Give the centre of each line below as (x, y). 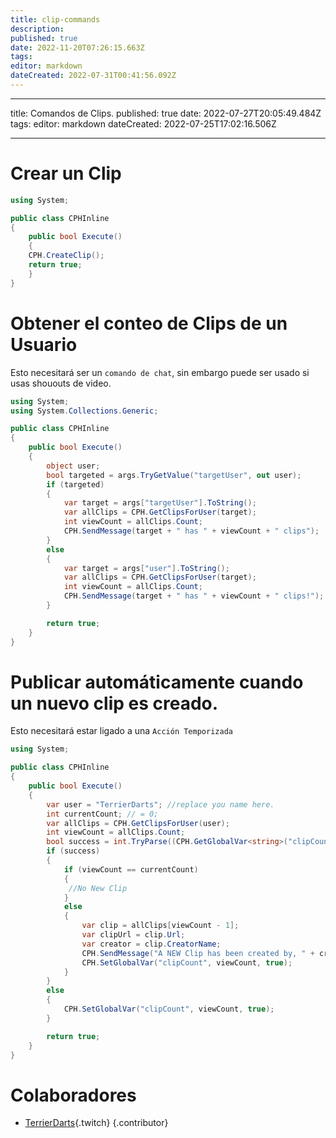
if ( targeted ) (75, 484)
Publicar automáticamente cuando (157, 682)
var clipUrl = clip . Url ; (133, 935)
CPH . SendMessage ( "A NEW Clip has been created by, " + (198, 953)
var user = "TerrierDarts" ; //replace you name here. (160, 804)
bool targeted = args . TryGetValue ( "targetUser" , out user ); (174, 475)
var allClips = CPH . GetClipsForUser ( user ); (138, 823)
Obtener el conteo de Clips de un (149, 323)
